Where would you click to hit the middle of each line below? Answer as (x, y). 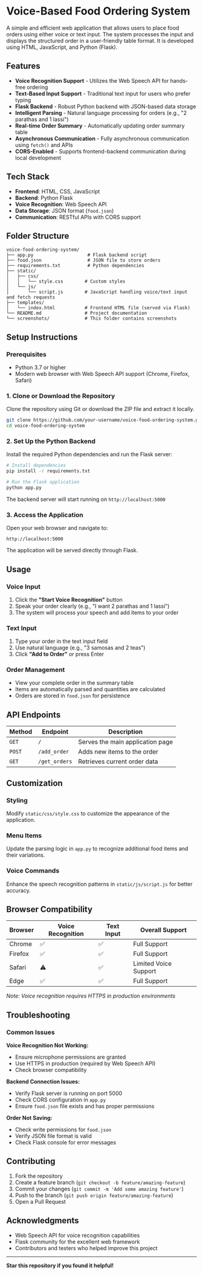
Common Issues (31, 1032)
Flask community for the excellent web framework (77, 1241)
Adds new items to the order (118, 752)
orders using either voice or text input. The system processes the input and (100, 34)
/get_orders (55, 762)
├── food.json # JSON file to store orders (84, 260)
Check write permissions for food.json (63, 1130)
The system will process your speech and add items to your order (97, 612)
